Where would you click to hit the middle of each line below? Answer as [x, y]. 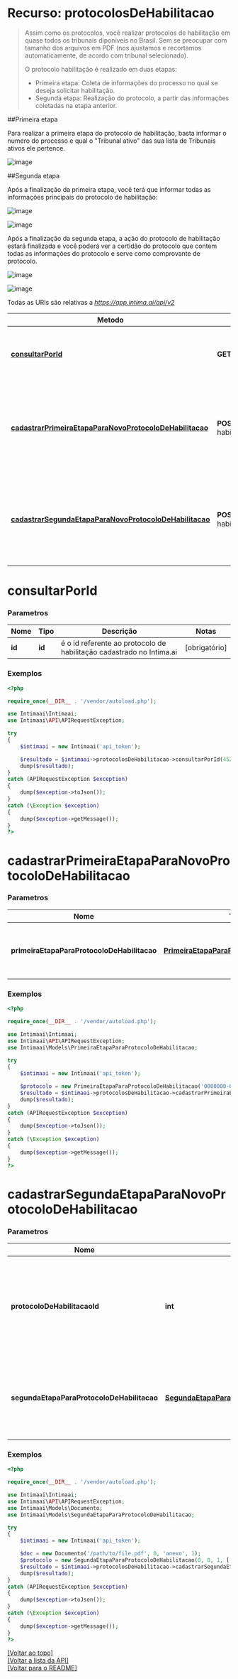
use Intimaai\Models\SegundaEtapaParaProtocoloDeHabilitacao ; [101, 1515]
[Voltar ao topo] [30, 1653]
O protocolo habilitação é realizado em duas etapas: [101, 69]
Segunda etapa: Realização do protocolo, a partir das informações [132, 98]
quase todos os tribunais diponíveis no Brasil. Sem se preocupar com [126, 40]
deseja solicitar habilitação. [75, 90]
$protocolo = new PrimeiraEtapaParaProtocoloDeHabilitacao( [110, 1086]
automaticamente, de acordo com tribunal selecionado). [107, 55]
